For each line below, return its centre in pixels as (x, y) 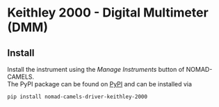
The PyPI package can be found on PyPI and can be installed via (100, 84)
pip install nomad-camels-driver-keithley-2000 (78, 97)
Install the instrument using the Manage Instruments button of (96, 69)
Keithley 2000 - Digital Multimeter (108, 13)
